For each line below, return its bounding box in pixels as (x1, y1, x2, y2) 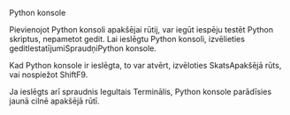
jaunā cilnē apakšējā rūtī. (9, 96, 100, 106)
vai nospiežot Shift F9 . (9, 69, 88, 80)
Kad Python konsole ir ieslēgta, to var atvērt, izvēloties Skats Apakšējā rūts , (9, 61, 282, 70)
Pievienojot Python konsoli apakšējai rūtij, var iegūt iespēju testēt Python (9, 25, 274, 34)
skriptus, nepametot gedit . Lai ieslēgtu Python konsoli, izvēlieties (9, 34, 246, 44)
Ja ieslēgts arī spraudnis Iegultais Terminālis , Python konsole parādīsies (9, 87, 272, 97)
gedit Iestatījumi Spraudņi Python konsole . (9, 43, 157, 54)
